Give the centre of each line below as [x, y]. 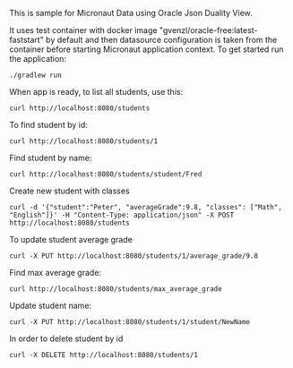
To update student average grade [71, 240]
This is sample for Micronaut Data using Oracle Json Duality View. [131, 13]
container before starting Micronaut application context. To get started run [146, 49]
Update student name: [51, 305]
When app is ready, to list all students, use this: [96, 92]
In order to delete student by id [66, 338]
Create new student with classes [69, 191]
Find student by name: [51, 158]
